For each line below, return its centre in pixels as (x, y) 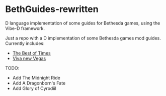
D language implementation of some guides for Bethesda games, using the (83, 23)
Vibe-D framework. (25, 28)
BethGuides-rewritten (52, 9)
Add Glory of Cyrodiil (34, 88)
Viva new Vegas (29, 58)
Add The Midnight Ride (36, 77)
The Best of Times (32, 53)
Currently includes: (25, 43)
